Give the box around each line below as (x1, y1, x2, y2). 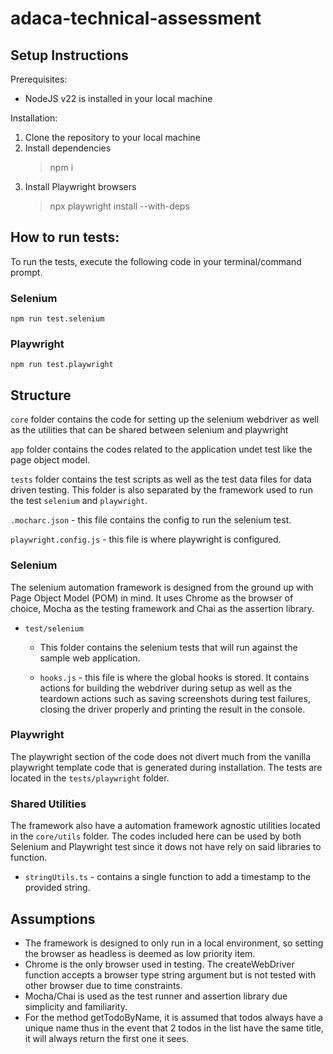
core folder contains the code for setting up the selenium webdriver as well (10, 413, 320, 426)
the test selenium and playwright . (10, 495, 148, 507)
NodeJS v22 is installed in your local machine (24, 93, 213, 104)
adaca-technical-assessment (10, 7, 262, 30)
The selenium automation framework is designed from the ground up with (10, 581, 314, 593)
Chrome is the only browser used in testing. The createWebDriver (24, 958, 295, 970)
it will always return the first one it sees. (24, 1032, 190, 1044)
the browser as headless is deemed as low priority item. (24, 947, 256, 959)
